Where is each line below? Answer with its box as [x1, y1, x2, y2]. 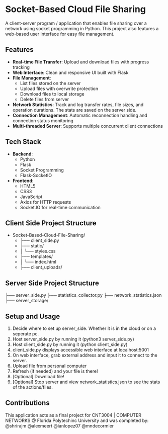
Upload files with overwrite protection [20, 85, 99, 92]
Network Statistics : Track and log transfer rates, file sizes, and [12, 102, 144, 108]
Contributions [5, 399, 50, 407]
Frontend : [12, 178, 34, 184]
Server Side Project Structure [5, 279, 100, 287]
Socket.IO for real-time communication [20, 204, 101, 210]
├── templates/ [20, 253, 53, 259]
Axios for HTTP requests [20, 199, 71, 205]
